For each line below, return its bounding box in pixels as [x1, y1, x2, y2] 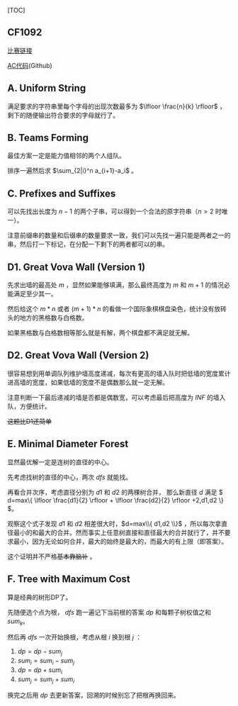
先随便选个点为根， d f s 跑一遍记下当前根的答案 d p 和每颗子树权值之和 [7, 607, 211, 616]
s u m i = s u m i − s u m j [17, 656, 75, 666]
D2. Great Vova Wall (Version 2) [7, 349, 149, 362]
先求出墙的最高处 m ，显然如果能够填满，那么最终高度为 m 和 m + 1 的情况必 [7, 281, 230, 289]
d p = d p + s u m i [17, 666, 62, 676]
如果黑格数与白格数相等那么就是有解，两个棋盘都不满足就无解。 [7, 329, 193, 337]
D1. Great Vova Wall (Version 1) [7, 261, 146, 273]
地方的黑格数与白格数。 [19, 313, 89, 322]
